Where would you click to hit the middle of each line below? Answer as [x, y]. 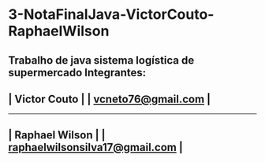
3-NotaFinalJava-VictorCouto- [111, 15]
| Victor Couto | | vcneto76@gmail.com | [110, 99]
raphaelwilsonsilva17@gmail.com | [96, 147]
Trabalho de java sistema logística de [101, 60]
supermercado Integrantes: [77, 72]
